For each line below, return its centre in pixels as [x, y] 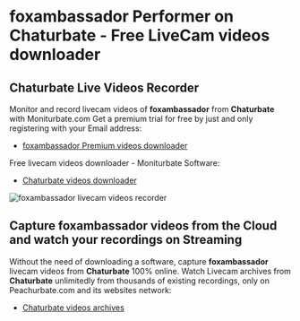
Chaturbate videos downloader [79, 180]
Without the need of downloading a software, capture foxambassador [139, 261]
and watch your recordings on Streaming [126, 240]
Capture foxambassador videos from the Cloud [143, 226]
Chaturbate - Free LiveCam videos [140, 35]
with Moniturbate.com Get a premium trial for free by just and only [131, 119]
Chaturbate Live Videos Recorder [104, 87]
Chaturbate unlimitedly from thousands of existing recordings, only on [140, 281]
